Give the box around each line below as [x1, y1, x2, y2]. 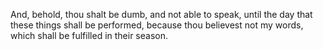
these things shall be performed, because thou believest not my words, [10, 19, 304, 31]
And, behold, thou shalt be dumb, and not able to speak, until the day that [10, 9, 313, 20]
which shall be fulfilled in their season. [10, 30, 168, 41]
